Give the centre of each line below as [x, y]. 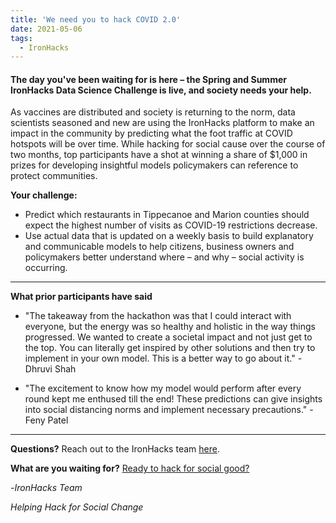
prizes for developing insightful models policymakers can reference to [154, 165]
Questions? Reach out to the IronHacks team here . [115, 449]
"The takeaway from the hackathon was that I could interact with [158, 316]
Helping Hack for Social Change [77, 507]
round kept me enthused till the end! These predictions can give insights [173, 399]
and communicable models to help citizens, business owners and [159, 247]
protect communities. [54, 176]
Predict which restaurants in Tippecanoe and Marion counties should [167, 215]
